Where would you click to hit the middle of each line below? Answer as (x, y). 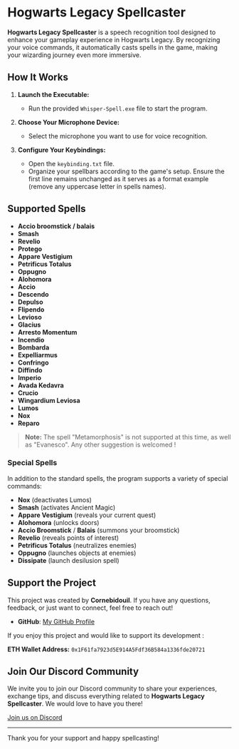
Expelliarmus (38, 355)
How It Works (38, 77)
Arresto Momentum (47, 332)
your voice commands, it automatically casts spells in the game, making (113, 47)
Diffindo (30, 370)
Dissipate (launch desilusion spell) (68, 560)
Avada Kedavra (41, 385)
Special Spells (32, 463)
